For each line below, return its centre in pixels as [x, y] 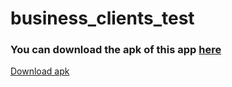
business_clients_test [102, 18]
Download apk [40, 71]
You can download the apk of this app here [116, 50]
